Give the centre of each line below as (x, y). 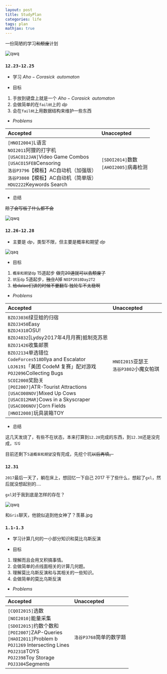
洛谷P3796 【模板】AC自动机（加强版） (52, 171)
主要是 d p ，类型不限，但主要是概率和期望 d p (59, 241)
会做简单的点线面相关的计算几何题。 (50, 566)
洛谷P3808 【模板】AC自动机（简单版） (52, 178)
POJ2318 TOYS (23, 651)
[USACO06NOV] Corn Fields (37, 405)
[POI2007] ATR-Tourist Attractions (47, 387)
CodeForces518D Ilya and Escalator (47, 359)
